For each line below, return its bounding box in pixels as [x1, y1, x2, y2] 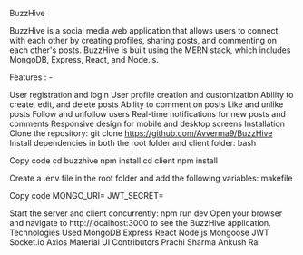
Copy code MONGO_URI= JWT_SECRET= [9, 191, 164, 201]
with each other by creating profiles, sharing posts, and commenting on [9, 35, 277, 45]
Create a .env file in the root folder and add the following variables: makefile [9, 172, 293, 183]
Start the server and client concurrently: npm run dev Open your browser [9, 208, 283, 219]
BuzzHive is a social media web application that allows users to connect [9, 25, 279, 35]
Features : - [9, 72, 53, 83]
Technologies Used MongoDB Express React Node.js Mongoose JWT [9, 227, 269, 238]
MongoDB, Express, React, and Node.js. [9, 54, 159, 64]
